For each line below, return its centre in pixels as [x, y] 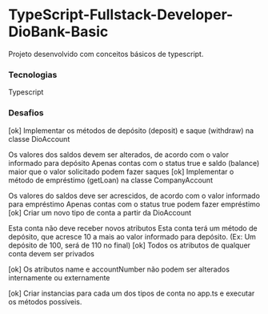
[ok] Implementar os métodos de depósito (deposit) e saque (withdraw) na [131, 131]
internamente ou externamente [59, 277]
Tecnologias [33, 74]
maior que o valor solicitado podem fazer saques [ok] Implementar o [121, 171]
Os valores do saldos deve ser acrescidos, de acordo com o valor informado [134, 195]
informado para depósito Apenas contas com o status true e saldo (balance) [134, 163]
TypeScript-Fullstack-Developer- [121, 15]
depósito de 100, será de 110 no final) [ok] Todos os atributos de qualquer [129, 245]
